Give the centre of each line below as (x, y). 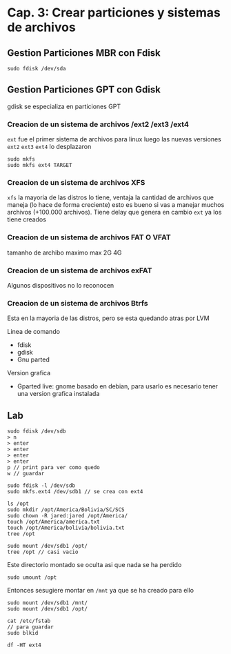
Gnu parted (33, 359)
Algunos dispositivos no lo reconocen (61, 285)
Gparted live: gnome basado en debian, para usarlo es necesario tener (118, 386)
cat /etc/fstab (29, 621)
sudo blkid (23, 633)
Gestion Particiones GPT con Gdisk (84, 90)
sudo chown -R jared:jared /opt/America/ (68, 516)
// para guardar (30, 627)
